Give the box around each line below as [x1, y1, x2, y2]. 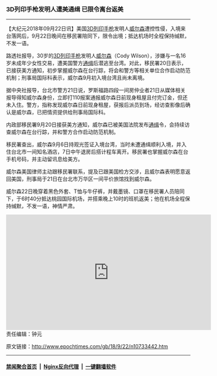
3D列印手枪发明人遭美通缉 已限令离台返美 [6, 5, 124, 13]
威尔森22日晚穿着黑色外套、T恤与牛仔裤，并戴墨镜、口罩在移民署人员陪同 [6, 188, 185, 195]
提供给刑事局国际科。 [57, 109, 109, 116]
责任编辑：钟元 [6, 330, 42, 338]
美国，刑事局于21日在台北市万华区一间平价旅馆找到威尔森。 [11, 175, 155, 182]
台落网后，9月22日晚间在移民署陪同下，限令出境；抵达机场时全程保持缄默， [6, 32, 190, 39]
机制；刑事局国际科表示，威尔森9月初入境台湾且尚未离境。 [6, 74, 148, 82]
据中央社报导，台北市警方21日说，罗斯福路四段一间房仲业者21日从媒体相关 [6, 87, 186, 94]
